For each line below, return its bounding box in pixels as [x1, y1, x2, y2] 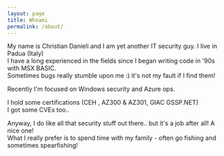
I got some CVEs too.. [7, 105, 70, 114]
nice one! [7, 126, 34, 135]
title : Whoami [7, 17, 49, 24]
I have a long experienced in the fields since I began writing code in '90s [7, 57, 216, 65]
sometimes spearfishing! [7, 141, 79, 150]
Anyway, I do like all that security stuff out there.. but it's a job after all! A [7, 119, 215, 128]
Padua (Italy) [7, 49, 44, 58]
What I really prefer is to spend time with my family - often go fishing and [7, 134, 217, 142]
